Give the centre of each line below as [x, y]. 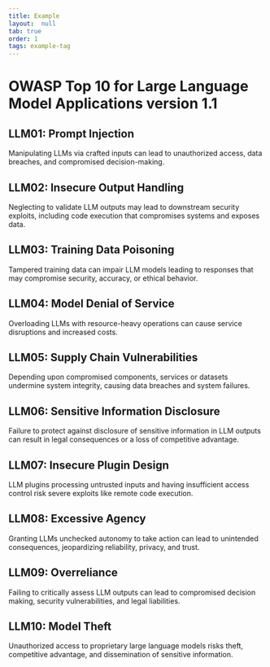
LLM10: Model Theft [60, 627]
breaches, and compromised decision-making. [87, 162]
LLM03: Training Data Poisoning [91, 250]
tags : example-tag [39, 46]
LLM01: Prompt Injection [71, 134]
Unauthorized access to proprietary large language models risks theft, [126, 646]
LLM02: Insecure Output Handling [96, 187]
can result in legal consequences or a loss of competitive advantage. [124, 439]
